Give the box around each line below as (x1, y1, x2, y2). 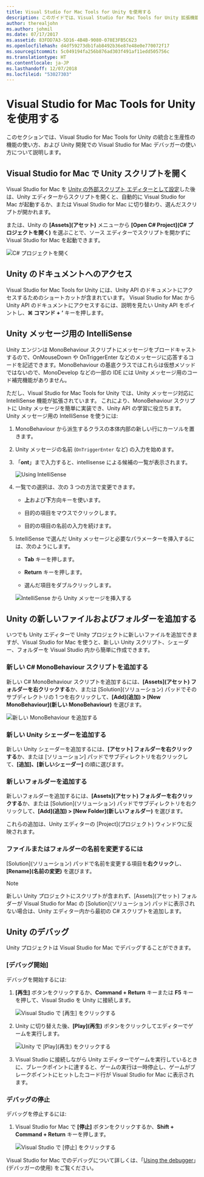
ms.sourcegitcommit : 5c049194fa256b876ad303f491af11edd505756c (6, 49, 170, 55)
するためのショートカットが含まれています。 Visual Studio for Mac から (16, 293, 195, 301)
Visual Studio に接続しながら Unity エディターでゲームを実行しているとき (15, 1055, 198, 1063)
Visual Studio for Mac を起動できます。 (6, 237, 104, 243)
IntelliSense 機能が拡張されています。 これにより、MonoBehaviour (6, 397, 173, 404)
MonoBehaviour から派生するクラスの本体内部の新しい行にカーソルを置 (15, 425, 195, 432)
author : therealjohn (6, 20, 59, 26)
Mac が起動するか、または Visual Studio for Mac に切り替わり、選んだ (6, 201, 182, 208)
